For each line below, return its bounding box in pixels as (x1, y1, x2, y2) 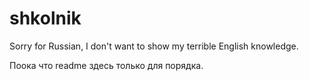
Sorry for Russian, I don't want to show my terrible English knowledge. (9, 40, 299, 52)
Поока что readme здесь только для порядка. (9, 59, 204, 71)
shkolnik (9, 7, 82, 30)
